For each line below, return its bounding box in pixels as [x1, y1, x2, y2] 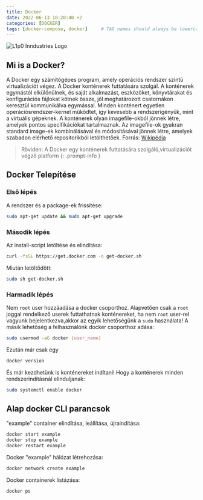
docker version [6, 358, 45, 364]
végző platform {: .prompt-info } [21, 152, 101, 159]
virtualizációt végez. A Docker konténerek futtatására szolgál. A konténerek [6, 82, 195, 90]
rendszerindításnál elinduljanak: [6, 375, 86, 382]
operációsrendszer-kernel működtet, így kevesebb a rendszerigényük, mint [6, 108, 194, 116]
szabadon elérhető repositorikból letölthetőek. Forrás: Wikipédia [6, 134, 166, 141]
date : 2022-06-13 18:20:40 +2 [6, 15, 83, 21]
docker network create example [6, 465, 85, 472]
